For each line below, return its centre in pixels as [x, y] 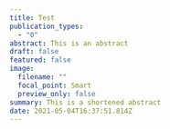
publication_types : [47, 26]
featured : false [40, 60]
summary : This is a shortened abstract [85, 102]
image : [22, 69]
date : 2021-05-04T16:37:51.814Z [71, 111]
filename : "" [42, 77]
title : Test [32, 18]
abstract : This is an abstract [69, 43]
